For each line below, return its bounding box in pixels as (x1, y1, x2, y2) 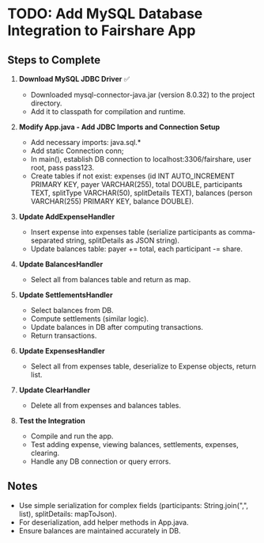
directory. (30, 98, 62, 108)
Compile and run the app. (30, 431, 114, 441)
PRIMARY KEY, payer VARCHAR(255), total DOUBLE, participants (30, 180, 243, 189)
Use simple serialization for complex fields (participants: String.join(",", (18, 500, 249, 510)
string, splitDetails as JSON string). (65, 235, 179, 245)
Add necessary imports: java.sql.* (30, 138, 141, 147)
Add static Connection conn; (30, 146, 124, 155)
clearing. (30, 449, 60, 457)
